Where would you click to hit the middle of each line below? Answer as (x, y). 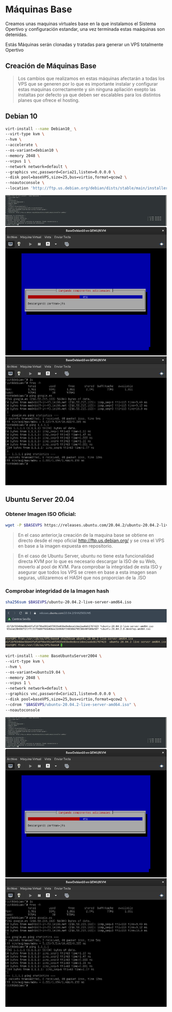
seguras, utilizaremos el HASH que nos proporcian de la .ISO (82, 578)
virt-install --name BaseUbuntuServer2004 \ (53, 656)
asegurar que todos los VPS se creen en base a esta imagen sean (87, 572)
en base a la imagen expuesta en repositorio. (65, 546)
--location (17, 188)
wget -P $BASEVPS (24, 525)
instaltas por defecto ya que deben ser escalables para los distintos (89, 95)
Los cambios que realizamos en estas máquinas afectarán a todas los (91, 78)
